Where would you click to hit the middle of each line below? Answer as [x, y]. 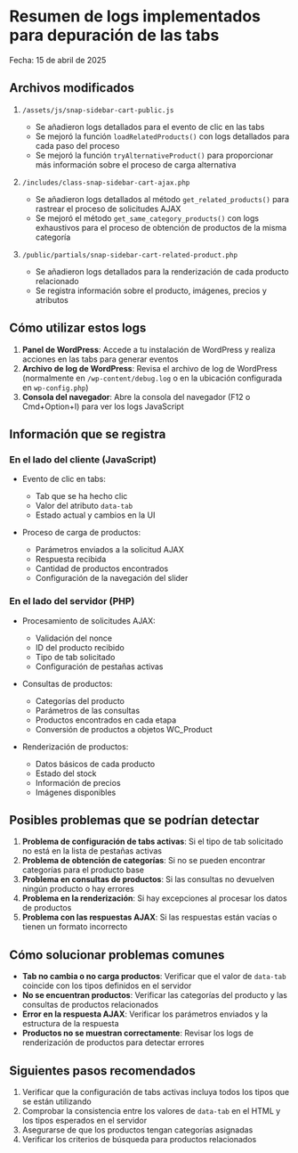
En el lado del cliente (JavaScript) [83, 459]
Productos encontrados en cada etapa [106, 720]
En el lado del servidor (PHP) [72, 601]
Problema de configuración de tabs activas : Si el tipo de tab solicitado [153, 842]
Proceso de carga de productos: [81, 533]
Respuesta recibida [71, 560]
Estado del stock [66, 773]
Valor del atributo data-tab [84, 506]
